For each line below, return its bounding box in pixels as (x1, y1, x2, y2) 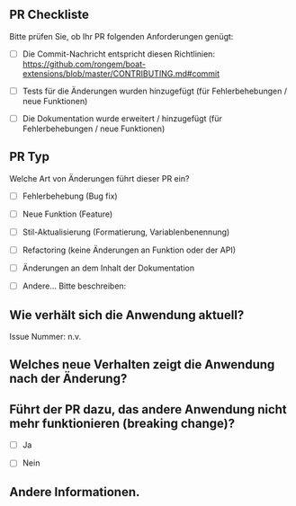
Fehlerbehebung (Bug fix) (22, 191, 119, 201)
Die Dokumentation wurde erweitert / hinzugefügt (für (22, 112, 223, 124)
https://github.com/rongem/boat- (22, 58, 147, 69)
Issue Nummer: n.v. (9, 332, 82, 342)
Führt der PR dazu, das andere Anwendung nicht (9, 402, 288, 417)
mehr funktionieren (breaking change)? (9, 415, 236, 431)
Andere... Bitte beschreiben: (22, 280, 127, 291)
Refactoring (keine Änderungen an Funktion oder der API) (22, 244, 237, 255)
